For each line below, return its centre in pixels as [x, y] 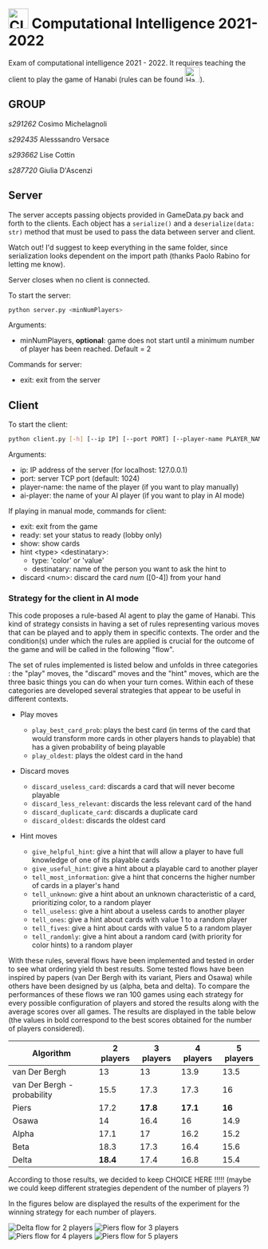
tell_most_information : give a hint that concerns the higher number [143, 877]
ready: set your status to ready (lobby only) [91, 535]
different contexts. [39, 699]
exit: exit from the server [60, 380]
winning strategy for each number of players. [83, 1212]
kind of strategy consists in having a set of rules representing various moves [134, 624]
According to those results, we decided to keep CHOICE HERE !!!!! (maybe [130, 1179]
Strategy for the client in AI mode [74, 598]
